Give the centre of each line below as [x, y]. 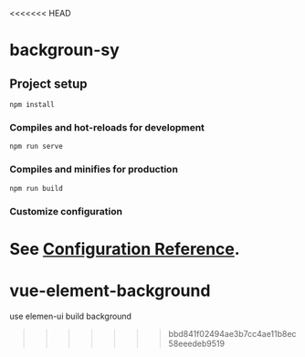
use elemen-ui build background [71, 316]
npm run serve [37, 147]
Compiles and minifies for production [94, 170]
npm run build [37, 188]
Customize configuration [66, 211]
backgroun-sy [65, 50]
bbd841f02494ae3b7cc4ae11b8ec [232, 333]
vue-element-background [110, 290]
